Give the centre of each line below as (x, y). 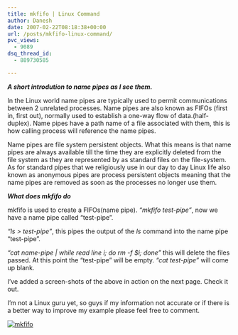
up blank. (21, 267)
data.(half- (194, 115)
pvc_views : (23, 41)
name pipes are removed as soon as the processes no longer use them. (112, 182)
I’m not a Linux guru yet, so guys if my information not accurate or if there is (118, 302)
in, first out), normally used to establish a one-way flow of (92, 115)
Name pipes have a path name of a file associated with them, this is (132, 123)
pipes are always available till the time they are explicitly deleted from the (114, 152)
